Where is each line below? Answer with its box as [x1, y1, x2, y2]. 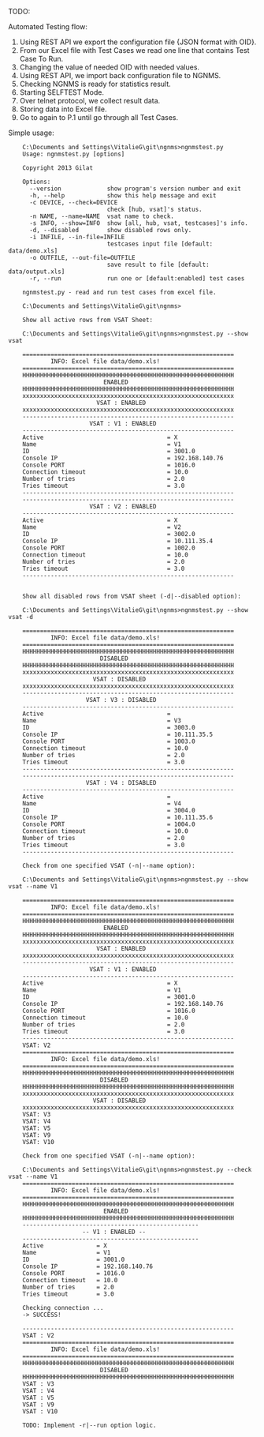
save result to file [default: [106, 261, 210, 268]
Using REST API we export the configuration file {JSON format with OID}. [19, 37, 257, 47]
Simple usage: [8, 128, 55, 137]
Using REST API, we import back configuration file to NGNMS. [19, 71, 221, 80]
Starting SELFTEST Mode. [19, 88, 105, 97]
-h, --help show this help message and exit [28, 192, 217, 200]
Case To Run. [19, 54, 64, 63]
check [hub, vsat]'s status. [106, 205, 203, 213]
